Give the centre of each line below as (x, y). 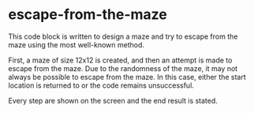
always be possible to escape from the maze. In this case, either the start (127, 77)
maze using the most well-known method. (76, 44)
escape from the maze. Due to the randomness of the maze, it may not (123, 68)
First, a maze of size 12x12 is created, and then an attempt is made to (120, 60)
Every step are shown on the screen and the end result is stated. (113, 100)
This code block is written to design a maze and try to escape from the (123, 36)
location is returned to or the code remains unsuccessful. (101, 85)
